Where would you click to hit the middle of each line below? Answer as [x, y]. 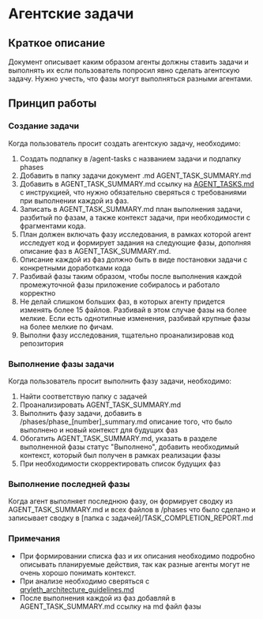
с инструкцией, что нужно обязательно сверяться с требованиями [133, 192]
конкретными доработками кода [75, 268]
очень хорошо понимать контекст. [78, 572]
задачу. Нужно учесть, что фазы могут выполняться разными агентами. [130, 79]
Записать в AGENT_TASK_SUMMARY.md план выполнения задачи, [131, 209]
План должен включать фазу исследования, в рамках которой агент [135, 234]
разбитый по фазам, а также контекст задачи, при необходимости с [135, 217]
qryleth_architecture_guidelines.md [77, 589]
